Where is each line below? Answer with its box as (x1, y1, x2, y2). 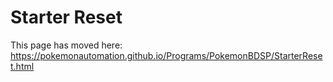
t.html (10, 60, 35, 72)
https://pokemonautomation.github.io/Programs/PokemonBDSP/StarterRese (10, 49, 323, 61)
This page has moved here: (10, 39, 123, 51)
